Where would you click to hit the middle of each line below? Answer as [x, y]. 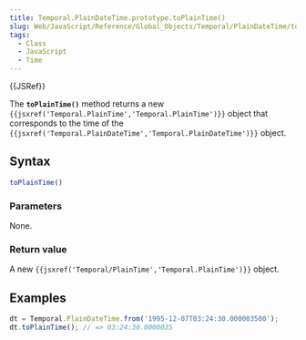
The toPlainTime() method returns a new [87, 104]
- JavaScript [42, 52]
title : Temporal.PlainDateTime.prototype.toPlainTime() [117, 18]
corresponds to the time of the [67, 123]
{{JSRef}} [27, 86]
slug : [20, 26]
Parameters [36, 206]
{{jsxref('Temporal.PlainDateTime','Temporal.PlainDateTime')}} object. [148, 133]
